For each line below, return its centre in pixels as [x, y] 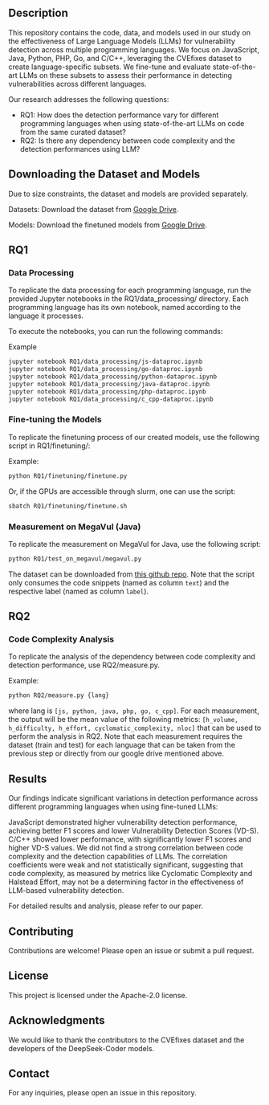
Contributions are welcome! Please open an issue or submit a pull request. [131, 950]
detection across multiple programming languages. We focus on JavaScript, [134, 49]
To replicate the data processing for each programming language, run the [130, 290]
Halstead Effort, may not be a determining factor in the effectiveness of [126, 882]
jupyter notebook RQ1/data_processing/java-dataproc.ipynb [109, 384]
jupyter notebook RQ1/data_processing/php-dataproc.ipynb [107, 391]
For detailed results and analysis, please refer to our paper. [106, 906]
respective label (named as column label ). [79, 591]
